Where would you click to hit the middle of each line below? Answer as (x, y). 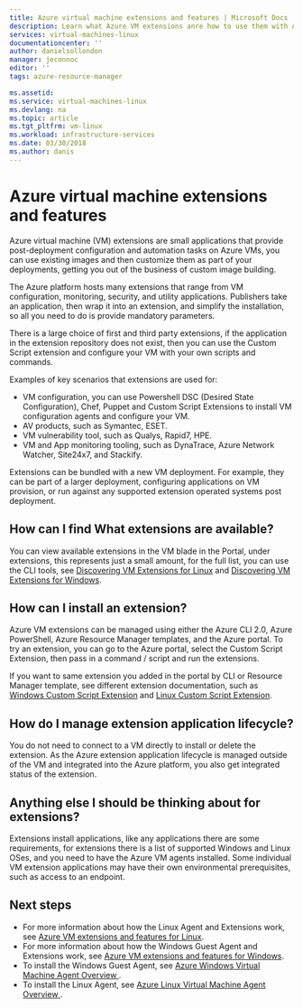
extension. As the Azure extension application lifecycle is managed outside (148, 755)
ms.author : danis (42, 152)
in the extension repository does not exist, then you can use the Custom (143, 342)
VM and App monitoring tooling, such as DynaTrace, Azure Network (148, 444)
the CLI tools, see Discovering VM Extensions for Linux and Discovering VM (150, 570)
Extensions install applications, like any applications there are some (134, 838)
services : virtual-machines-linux (74, 34)
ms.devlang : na (38, 109)
